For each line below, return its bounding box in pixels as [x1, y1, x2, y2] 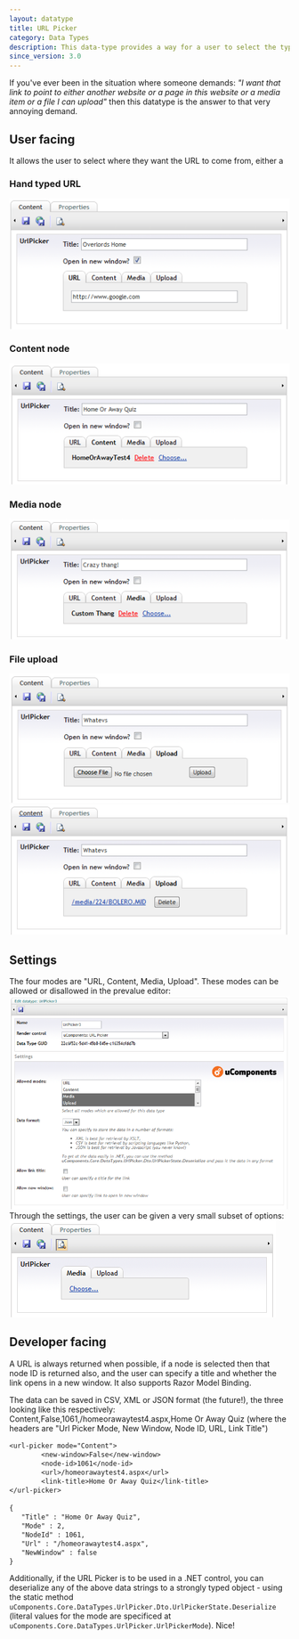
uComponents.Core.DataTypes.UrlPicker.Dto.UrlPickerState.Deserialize [9, 1602, 277, 1611]
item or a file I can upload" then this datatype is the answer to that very [9, 96, 271, 107]
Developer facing [9, 1334, 107, 1350]
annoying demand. [9, 106, 78, 117]
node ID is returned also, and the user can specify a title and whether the [9, 1367, 278, 1378]
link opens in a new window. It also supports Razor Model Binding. [9, 1377, 252, 1388]
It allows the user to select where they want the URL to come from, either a [9, 155, 284, 166]
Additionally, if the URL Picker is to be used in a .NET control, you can [9, 1572, 264, 1583]
